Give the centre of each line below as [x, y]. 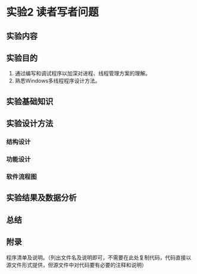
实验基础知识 [30, 101]
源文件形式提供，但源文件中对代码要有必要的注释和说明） [76, 264]
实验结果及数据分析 [41, 198]
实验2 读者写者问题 [53, 12]
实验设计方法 [30, 123]
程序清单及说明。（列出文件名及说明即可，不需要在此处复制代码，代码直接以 [99, 257]
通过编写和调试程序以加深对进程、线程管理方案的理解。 [82, 73]
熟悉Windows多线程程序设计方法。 [57, 81]
